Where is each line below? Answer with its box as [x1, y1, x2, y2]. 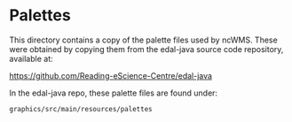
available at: [9, 53, 53, 64]
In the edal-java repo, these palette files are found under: [9, 88, 218, 98]
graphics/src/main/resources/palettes [9, 104, 153, 113]
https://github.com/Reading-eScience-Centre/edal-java [9, 70, 213, 80]
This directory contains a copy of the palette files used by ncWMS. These [9, 34, 278, 45]
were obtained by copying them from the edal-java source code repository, [9, 43, 284, 54]
